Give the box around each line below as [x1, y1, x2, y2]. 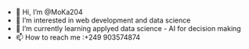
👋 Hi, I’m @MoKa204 [15, 8, 84, 16]
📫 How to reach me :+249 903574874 [15, 33, 141, 42]
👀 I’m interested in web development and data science [15, 16, 191, 25]
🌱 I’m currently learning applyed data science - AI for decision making [15, 24, 241, 33]
